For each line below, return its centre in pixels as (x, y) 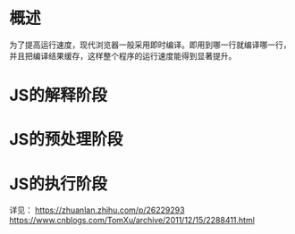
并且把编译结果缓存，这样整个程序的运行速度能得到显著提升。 (123, 55)
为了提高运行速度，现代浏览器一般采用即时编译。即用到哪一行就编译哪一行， (150, 45)
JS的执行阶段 (58, 184)
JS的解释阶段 (58, 96)
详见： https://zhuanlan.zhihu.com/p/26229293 (97, 210)
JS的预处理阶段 (66, 140)
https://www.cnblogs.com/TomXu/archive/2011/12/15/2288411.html (132, 221)
